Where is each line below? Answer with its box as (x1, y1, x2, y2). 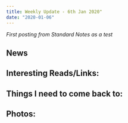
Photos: (6, 109, 36, 119)
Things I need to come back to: (6, 88, 123, 99)
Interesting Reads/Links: (6, 68, 99, 78)
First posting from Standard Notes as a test (6, 30, 113, 38)
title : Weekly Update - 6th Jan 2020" (6, 8, 102, 15)
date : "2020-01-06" (6, 14, 55, 20)
